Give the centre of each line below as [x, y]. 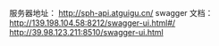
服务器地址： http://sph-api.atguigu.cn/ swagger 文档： [111, 13]
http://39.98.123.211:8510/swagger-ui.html [86, 32]
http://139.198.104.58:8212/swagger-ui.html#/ [93, 23]
